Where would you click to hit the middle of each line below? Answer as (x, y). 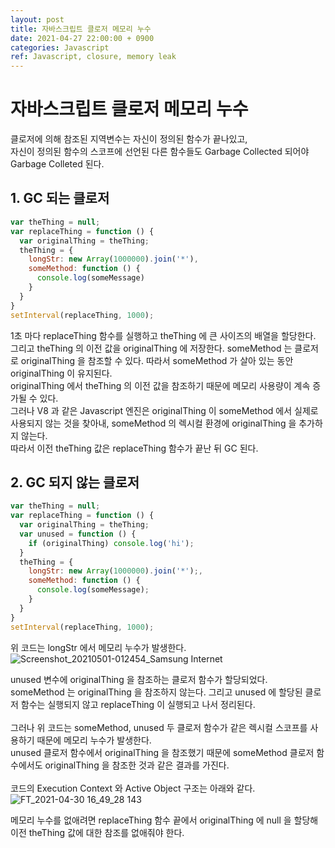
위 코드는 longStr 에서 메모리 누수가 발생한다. (98, 647)
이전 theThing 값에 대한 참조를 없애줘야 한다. (97, 832)
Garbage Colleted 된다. (57, 164)
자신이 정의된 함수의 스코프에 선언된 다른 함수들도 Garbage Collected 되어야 (160, 152)
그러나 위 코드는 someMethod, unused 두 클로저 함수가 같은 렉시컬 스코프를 (159, 727)
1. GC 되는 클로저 (60, 198)
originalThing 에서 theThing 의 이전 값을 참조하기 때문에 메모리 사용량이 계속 (160, 385)
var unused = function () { (78, 534)
